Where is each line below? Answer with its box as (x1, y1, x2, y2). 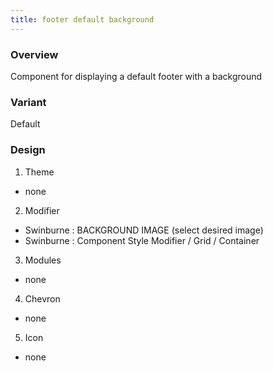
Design (10, 143, 46, 157)
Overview (10, 47, 59, 61)
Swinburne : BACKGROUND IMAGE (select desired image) (24, 224, 264, 236)
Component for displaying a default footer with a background (10, 70, 263, 82)
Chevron (24, 292, 61, 305)
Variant (10, 95, 47, 109)
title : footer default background (10, 14, 155, 25)
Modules (24, 254, 62, 266)
